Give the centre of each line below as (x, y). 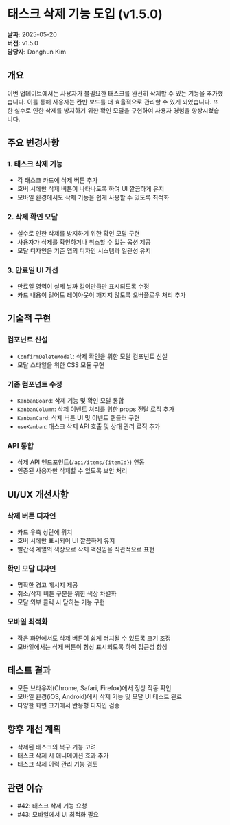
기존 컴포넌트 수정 (35, 384)
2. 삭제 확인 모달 (33, 217)
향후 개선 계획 (34, 729)
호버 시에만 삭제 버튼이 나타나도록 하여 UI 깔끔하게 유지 (91, 189)
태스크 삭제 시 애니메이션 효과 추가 (63, 756)
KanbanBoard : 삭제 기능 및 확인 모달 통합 (70, 401)
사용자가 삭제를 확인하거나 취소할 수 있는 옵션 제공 (84, 242)
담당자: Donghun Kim (37, 52)
